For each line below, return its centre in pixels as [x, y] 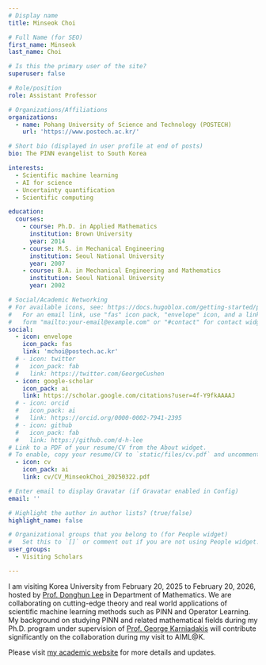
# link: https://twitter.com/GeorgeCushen [90, 374]
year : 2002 [47, 286]
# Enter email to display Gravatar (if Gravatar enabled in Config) [123, 491]
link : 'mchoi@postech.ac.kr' [70, 352]
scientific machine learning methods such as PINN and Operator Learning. [129, 611]
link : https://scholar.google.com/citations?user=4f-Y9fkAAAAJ [129, 396]
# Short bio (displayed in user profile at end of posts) [106, 146]
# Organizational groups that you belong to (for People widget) [118, 535]
